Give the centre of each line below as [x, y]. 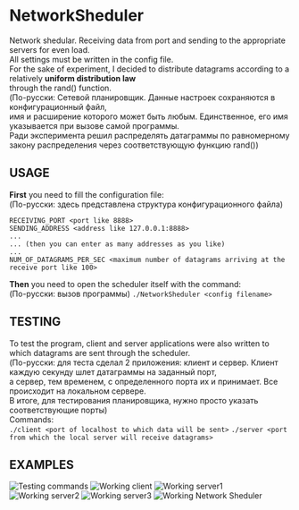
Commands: [32, 419]
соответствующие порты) [58, 410]
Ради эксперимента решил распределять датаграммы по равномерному [149, 135]
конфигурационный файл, [58, 106]
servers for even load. [50, 49]
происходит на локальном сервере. [78, 391]
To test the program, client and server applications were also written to [139, 343]
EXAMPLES [42, 465]
